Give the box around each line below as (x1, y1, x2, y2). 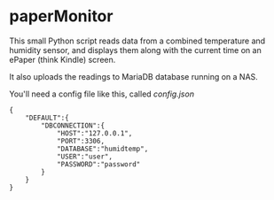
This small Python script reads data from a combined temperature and (9, 35, 266, 46)
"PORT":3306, (56, 136, 105, 145)
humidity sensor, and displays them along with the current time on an (9, 44, 262, 55)
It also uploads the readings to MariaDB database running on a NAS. (9, 71, 259, 81)
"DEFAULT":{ (25, 113, 69, 122)
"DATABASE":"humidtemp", (56, 144, 149, 153)
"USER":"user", (56, 152, 114, 161)
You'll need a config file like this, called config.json (9, 88, 195, 99)
